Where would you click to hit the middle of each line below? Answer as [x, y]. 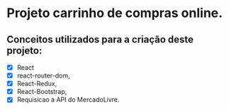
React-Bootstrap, [42, 92]
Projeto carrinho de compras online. [115, 13]
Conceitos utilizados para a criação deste [100, 39]
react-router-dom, [43, 75]
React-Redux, [37, 84]
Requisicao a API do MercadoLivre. [68, 100]
